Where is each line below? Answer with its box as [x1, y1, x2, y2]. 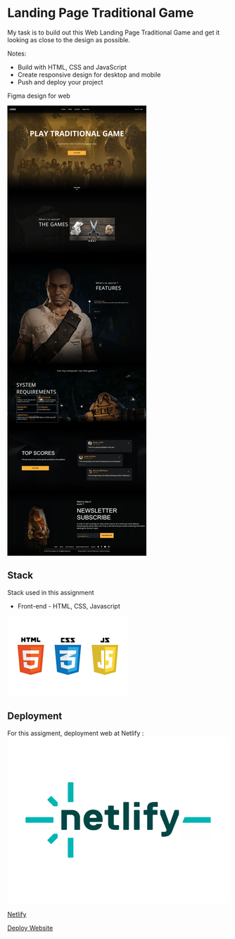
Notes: [7, 49, 27, 58]
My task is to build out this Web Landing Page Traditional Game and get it [7, 28, 220, 37]
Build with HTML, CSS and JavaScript [17, 63, 127, 71]
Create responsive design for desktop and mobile [17, 70, 161, 79]
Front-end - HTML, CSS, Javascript [17, 601, 121, 610]
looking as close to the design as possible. [7, 35, 131, 44]
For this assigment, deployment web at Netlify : [7, 729, 144, 737]
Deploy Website [7, 924, 53, 932]
